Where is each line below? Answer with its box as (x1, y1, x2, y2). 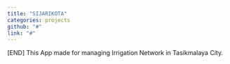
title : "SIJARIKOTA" (7, 10, 68, 17)
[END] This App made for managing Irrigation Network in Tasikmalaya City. (7, 49, 223, 57)
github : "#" (7, 23, 42, 30)
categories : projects (7, 17, 71, 24)
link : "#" (7, 29, 36, 37)
